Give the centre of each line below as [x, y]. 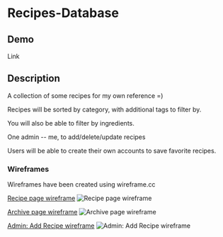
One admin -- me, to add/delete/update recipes [76, 137]
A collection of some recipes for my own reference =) [85, 95]
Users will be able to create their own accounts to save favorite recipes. [112, 150]
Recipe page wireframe [41, 198]
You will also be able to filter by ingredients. [71, 123]
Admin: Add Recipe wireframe [51, 226]
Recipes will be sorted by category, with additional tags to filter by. [104, 109]
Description [34, 78]
